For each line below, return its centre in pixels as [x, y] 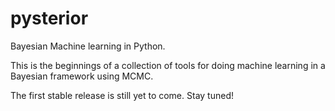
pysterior [49, 18]
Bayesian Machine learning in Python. [88, 46]
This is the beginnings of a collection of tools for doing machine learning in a [168, 65]
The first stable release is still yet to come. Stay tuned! [122, 95]
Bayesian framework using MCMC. [82, 76]
